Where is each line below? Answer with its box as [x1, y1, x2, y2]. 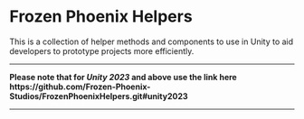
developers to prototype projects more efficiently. [9, 45, 195, 56]
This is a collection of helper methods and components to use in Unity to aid [9, 36, 294, 47]
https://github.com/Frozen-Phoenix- [9, 81, 151, 92]
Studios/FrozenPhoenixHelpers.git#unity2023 [9, 90, 188, 101]
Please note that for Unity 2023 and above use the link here [9, 71, 237, 82]
